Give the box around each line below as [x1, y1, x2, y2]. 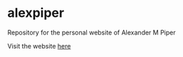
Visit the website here [7, 42, 71, 50]
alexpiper [7, 5, 65, 21]
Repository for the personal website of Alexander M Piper [7, 28, 176, 37]
